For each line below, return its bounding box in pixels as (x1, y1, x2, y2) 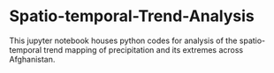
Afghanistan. (9, 54, 56, 64)
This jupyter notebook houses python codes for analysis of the (9, 35, 238, 46)
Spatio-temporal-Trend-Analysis (9, 6, 255, 26)
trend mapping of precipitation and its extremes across (43, 44, 244, 55)
